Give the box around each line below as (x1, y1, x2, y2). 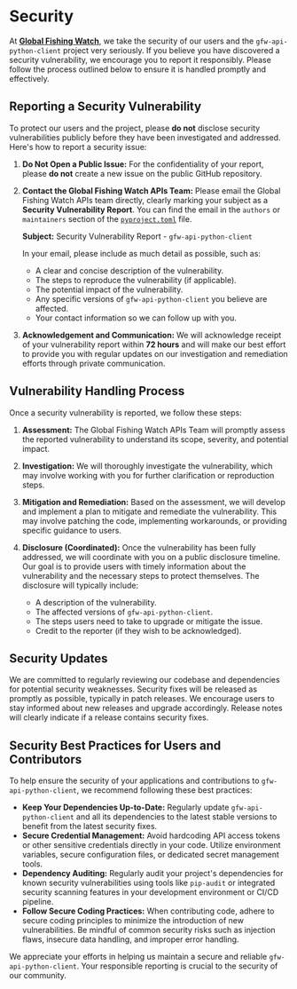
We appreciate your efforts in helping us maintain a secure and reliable (9, 952, 268, 962)
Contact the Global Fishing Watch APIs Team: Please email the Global (21, 185, 281, 196)
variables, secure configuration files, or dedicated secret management (21, 850, 279, 860)
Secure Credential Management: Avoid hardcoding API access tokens (21, 830, 281, 841)
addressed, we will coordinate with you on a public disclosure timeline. (21, 551, 281, 562)
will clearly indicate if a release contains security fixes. (9, 712, 209, 723)
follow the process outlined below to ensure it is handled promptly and (9, 64, 267, 75)
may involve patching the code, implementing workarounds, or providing (21, 515, 287, 526)
